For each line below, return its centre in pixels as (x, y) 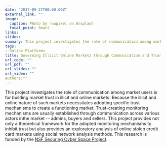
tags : (11, 46)
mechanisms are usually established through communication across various (82, 113)
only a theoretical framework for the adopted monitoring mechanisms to (78, 123)
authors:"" (16, 78)
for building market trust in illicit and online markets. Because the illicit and (81, 97)
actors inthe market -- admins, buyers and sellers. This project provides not (82, 118)
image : (12, 19)
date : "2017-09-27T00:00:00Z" (36, 10)
